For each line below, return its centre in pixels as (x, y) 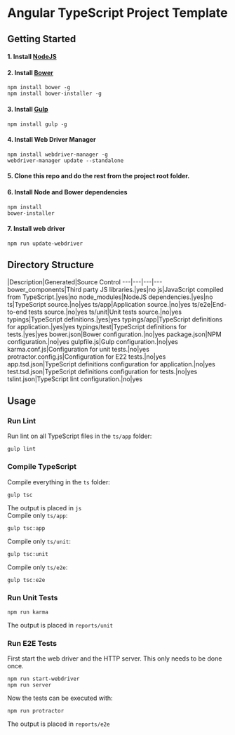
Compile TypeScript (42, 467)
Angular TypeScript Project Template (117, 13)
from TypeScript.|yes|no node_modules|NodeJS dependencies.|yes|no (110, 297)
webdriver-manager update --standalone (66, 160)
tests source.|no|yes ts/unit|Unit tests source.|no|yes (105, 312)
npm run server (29, 685)
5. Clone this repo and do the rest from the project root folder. (99, 176)
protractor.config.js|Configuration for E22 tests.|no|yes (87, 357)
